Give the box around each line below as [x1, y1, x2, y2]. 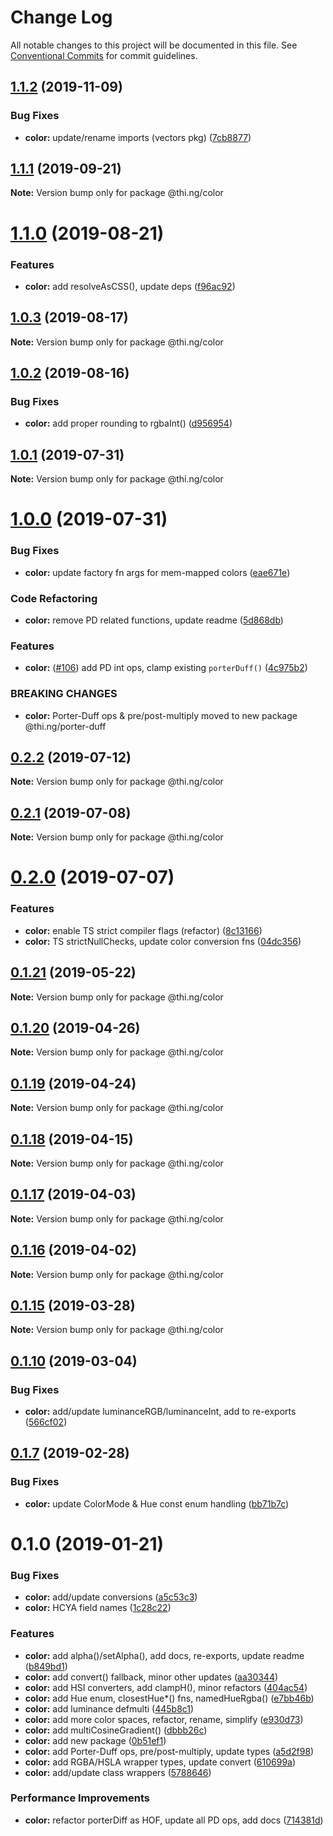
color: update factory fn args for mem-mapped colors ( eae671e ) [24, 566, 291, 578]
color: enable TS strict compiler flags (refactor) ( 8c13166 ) [24, 924, 263, 936]
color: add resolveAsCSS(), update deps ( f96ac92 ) [24, 280, 236, 292]
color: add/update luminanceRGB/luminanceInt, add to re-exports [24, 1406, 297, 1418]
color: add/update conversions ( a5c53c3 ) [24, 1591, 198, 1603]
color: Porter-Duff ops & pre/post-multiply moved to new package [24, 709, 298, 721]
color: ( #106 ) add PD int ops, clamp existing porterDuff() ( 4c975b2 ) [24, 662, 308, 674]
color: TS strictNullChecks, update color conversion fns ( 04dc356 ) [24, 935, 302, 947]
